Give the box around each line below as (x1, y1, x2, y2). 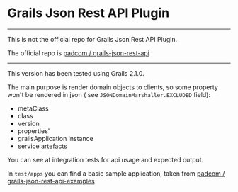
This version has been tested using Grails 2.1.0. (7, 69, 144, 77)
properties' (17, 126, 50, 135)
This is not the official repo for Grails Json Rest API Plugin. (7, 35, 178, 43)
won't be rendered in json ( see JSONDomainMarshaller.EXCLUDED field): (7, 90, 211, 98)
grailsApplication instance (17, 134, 93, 142)
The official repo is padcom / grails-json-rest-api (7, 48, 150, 57)
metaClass (17, 104, 49, 113)
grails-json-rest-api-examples (7, 176, 95, 185)
